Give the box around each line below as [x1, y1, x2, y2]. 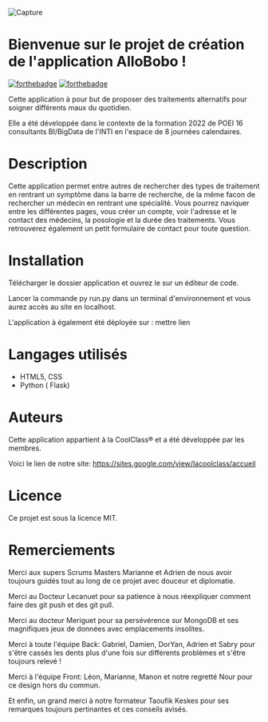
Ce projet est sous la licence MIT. [8, 513, 118, 522]
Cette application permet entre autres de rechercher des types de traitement [8, 180, 260, 191]
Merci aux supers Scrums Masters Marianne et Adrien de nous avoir [8, 567, 233, 577]
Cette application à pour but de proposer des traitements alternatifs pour [8, 94, 247, 104]
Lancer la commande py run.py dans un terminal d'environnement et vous [8, 293, 251, 303]
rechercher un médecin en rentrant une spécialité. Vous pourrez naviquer [8, 198, 250, 208]
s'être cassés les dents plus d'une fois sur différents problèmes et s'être [8, 648, 246, 657]
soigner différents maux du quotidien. [8, 102, 132, 112]
